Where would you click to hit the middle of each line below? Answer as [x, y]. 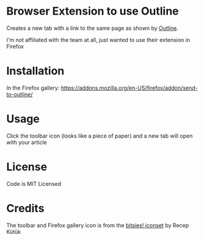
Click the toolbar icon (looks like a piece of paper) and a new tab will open [100, 136]
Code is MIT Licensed [34, 183]
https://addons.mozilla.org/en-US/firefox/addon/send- [129, 88]
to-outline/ [20, 94]
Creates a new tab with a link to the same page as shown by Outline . [93, 28]
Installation [35, 71]
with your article [27, 142]
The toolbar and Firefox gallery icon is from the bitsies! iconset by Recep [98, 225]
